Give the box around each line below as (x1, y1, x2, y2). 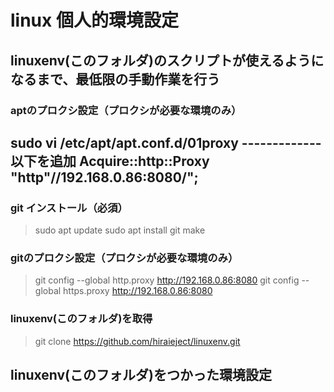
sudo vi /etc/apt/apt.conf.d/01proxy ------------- (10, 134, 322, 151)
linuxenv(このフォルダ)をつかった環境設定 (10, 367, 272, 384)
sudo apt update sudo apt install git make (34, 224, 206, 236)
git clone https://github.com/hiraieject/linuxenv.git (34, 335, 241, 347)
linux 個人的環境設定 (10, 9, 179, 32)
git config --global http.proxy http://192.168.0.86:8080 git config (34, 274, 300, 286)
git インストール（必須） (10, 201, 128, 215)
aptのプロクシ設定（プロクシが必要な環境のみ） (10, 103, 242, 117)
